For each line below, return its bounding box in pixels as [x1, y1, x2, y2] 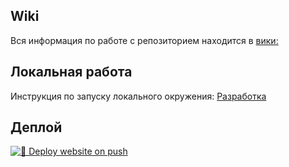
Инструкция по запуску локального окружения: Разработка [10, 90, 267, 102]
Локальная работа [10, 64, 133, 81]
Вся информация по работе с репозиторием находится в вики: [10, 34, 279, 46]
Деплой [10, 119, 63, 136]
